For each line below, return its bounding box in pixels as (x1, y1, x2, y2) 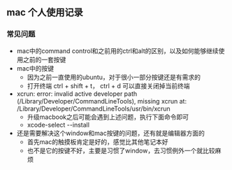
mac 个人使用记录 (6, 6, 83, 19)
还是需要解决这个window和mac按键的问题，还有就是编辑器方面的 (16, 129, 205, 137)
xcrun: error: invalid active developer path (16, 90, 138, 98)
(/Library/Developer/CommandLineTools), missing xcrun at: (16, 97, 187, 105)
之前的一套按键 (22, 55, 66, 64)
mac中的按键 (16, 64, 54, 72)
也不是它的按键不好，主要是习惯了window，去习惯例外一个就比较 (27, 146, 215, 155)
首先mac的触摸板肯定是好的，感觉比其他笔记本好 (27, 137, 168, 146)
